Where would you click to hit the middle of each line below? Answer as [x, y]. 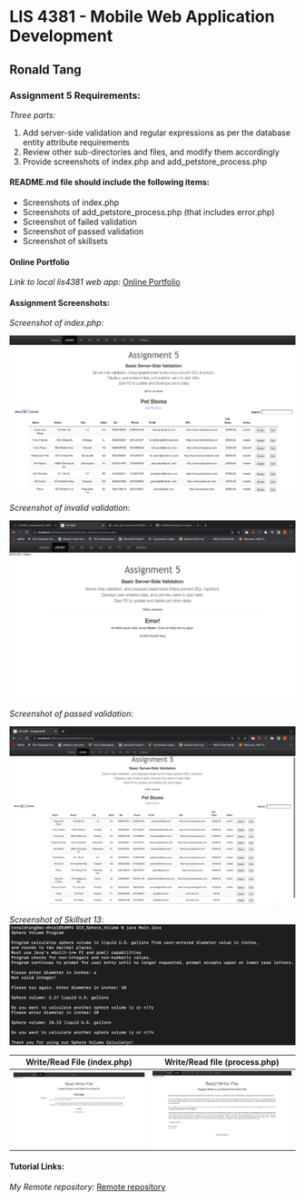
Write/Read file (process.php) [222, 1062]
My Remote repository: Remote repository [88, 1187]
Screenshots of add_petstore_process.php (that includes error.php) [148, 212]
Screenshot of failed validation [80, 222]
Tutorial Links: [37, 1167]
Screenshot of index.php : [57, 323]
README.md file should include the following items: [110, 182]
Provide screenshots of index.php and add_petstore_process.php [145, 162]
